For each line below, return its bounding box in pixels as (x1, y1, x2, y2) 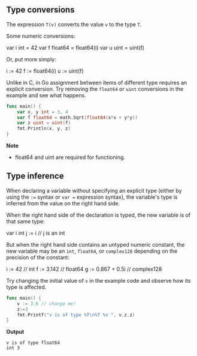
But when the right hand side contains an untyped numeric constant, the (6, 241, 185, 248)
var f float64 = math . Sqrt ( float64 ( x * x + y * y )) (17, 114, 138, 121)
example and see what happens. (6, 91, 87, 98)
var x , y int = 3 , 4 (17, 109, 68, 115)
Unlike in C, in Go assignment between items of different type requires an (6, 79, 187, 86)
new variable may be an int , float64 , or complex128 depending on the (6, 247, 178, 255)
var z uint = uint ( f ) (17, 120, 71, 126)
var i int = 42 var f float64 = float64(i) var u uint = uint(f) (6, 44, 145, 51)
